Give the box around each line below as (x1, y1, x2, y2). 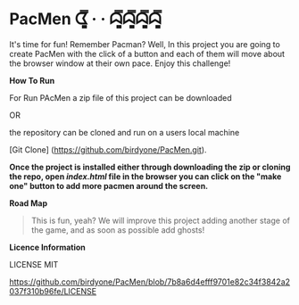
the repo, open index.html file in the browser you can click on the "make (9, 170, 282, 182)
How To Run (9, 75, 55, 86)
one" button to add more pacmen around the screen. (9, 180, 209, 191)
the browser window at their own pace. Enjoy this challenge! (9, 58, 231, 69)
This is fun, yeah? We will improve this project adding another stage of (30, 215, 290, 226)
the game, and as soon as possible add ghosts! (30, 224, 205, 235)
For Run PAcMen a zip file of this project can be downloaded (9, 92, 232, 103)
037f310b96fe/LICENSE (9, 285, 96, 296)
